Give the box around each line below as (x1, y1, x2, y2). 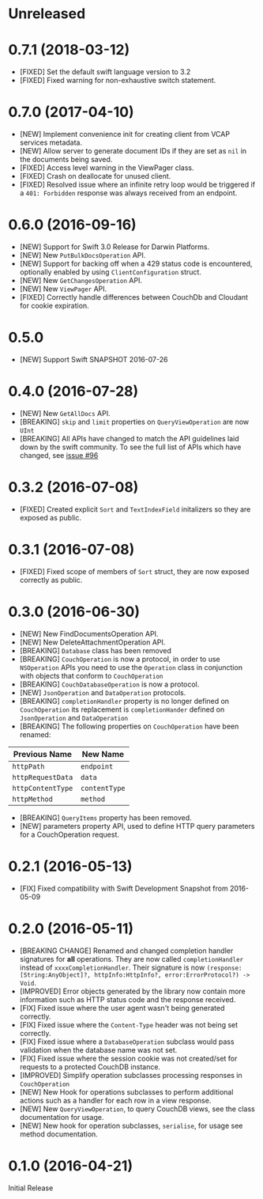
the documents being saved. (19, 155, 113, 165)
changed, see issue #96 (19, 450, 99, 460)
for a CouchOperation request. (19, 830, 120, 839)
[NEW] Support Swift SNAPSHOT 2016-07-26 (19, 354, 168, 364)
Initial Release (8, 1183, 54, 1193)
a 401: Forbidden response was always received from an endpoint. (19, 188, 238, 198)
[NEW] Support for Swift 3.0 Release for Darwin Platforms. (19, 242, 210, 252)
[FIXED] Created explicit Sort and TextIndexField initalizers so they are (19, 504, 251, 514)
